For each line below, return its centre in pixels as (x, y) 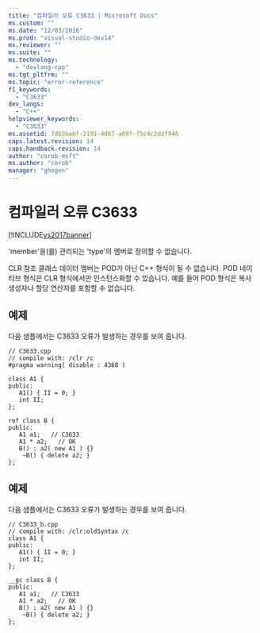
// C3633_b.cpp (33, 524)
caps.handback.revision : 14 (55, 149)
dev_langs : (26, 104)
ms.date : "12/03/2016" (46, 30)
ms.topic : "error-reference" (56, 82)
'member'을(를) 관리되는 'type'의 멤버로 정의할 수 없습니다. (100, 251)
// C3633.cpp (30, 351)
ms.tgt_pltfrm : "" (38, 75)
